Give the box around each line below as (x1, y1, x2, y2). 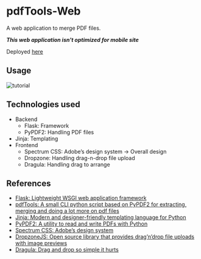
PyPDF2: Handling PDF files (24, 128, 94, 136)
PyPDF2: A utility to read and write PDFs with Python (15, 220, 148, 227)
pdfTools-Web (6, 4, 81, 18)
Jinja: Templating (15, 135, 58, 142)
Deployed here (6, 47, 44, 55)
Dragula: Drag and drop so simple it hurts (15, 246, 119, 254)
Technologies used (6, 99, 80, 110)
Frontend (15, 141, 38, 148)
